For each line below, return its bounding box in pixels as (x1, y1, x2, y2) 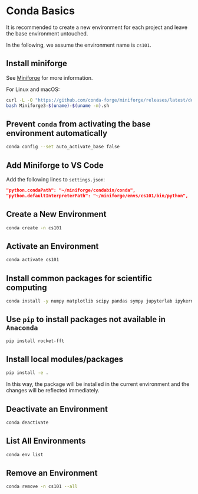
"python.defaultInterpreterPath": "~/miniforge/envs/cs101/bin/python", (6, 193, 189, 199)
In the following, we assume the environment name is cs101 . (6, 41, 151, 48)
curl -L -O (6, 97, 33, 103)
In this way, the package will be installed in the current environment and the (6, 381, 190, 388)
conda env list (6, 451, 44, 457)
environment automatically (6, 128, 108, 138)
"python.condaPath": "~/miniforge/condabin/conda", (6, 187, 136, 193)
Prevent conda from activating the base (6, 119, 151, 129)
